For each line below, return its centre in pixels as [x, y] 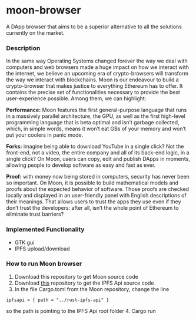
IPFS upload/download [42, 249]
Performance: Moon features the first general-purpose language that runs [97, 110]
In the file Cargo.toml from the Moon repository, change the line [92, 289]
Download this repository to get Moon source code [76, 276]
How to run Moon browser [44, 264]
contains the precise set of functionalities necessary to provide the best [93, 93]
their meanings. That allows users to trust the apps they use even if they [94, 202]
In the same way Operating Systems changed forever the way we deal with [97, 61]
